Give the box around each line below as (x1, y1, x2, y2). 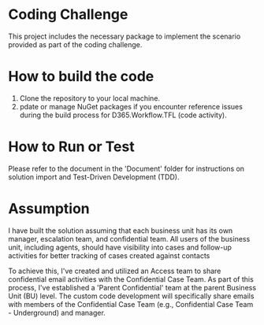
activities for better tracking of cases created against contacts (8, 250, 210, 260)
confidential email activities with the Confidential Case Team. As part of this (8, 274, 254, 284)
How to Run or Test (8, 138, 136, 156)
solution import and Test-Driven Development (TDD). (8, 172, 180, 182)
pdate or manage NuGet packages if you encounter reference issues (19, 102, 243, 111)
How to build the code (8, 68, 154, 86)
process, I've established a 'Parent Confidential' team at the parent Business (8, 283, 257, 292)
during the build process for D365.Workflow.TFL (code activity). (19, 110, 227, 120)
